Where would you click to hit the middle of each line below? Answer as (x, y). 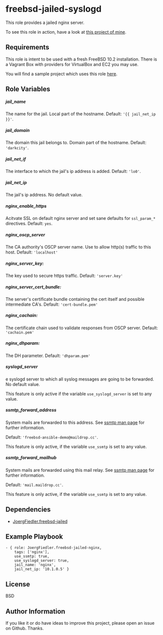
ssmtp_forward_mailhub (31, 458)
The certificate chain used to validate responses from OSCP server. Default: (82, 328)
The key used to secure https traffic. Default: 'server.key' (64, 275)
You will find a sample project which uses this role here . (61, 74)
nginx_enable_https (26, 206)
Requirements (27, 47)
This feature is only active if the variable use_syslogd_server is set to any (79, 394)
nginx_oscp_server (25, 234)
